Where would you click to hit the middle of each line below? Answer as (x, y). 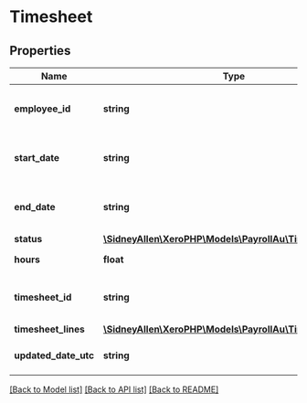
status (28, 239)
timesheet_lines (49, 329)
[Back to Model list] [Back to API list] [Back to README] (114, 389)
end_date (35, 207)
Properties (40, 51)
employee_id (42, 109)
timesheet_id (43, 297)
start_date (37, 158)
